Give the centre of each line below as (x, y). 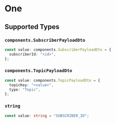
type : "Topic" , (25, 90)
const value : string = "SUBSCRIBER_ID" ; (47, 116)
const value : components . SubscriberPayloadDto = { (58, 50)
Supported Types (32, 27)
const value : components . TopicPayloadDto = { (52, 80)
